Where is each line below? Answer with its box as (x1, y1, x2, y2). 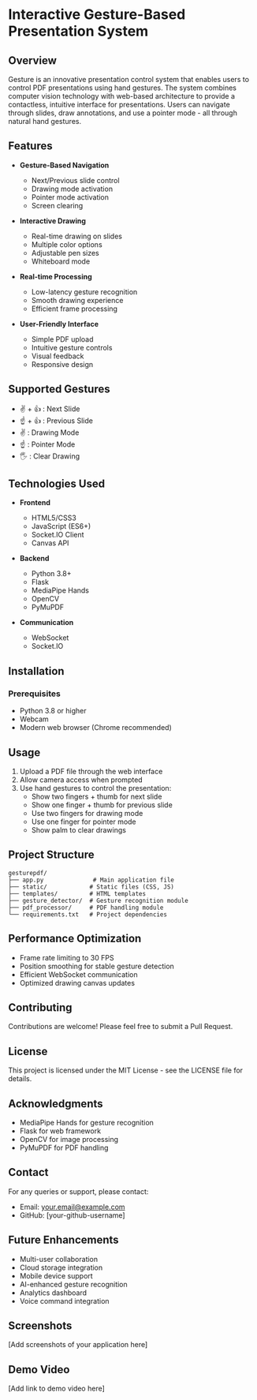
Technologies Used (8, 477, 105, 491)
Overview (8, 54, 58, 67)
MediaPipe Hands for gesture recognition (19, 1118, 154, 1127)
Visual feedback (31, 351, 84, 361)
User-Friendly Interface (19, 319, 99, 328)
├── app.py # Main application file (8, 876, 175, 884)
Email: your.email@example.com (19, 1202, 125, 1211)
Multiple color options (31, 239, 102, 249)
